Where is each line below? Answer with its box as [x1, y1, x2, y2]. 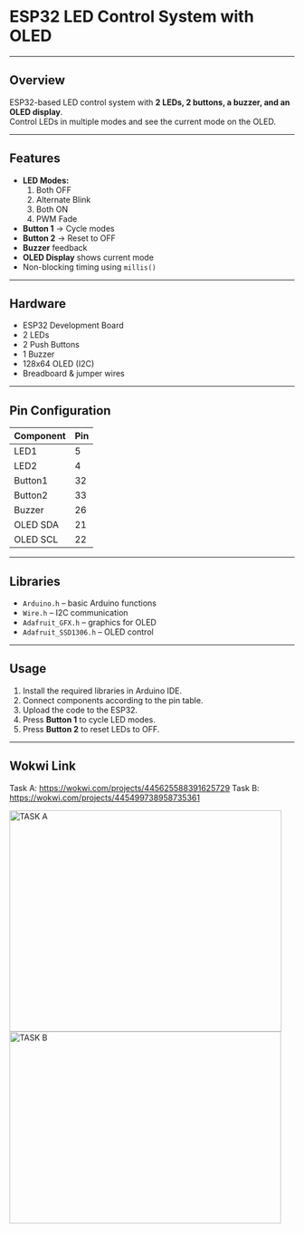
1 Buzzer [22, 349, 55, 359]
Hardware [9, 296, 66, 311]
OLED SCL [14, 533, 59, 546]
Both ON [35, 204, 69, 215]
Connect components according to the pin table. [22, 694, 204, 705]
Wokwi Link [9, 759, 77, 774]
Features [9, 151, 61, 167]
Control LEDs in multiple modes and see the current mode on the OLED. [9, 116, 276, 127]
